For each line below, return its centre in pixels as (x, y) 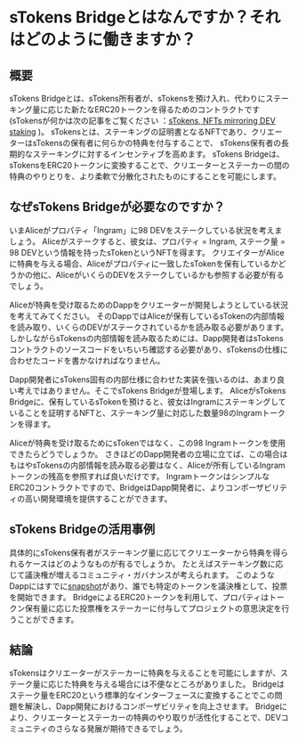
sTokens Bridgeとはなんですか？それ (145, 17)
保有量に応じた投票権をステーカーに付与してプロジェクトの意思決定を (153, 608)
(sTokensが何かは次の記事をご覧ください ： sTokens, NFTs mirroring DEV (142, 121)
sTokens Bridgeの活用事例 (82, 530)
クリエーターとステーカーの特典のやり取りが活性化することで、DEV (157, 718)
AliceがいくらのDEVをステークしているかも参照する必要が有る (170, 274)
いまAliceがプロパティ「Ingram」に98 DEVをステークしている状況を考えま (146, 230)
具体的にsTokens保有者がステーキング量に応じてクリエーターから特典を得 (145, 552)
